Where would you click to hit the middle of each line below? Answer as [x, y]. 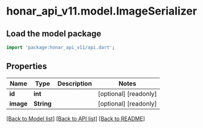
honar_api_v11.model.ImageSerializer [102, 11]
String [42, 103]
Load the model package [54, 34]
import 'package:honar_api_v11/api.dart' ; [61, 47]
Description [75, 83]
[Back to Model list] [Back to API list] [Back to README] [76, 118]
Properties [27, 66]
